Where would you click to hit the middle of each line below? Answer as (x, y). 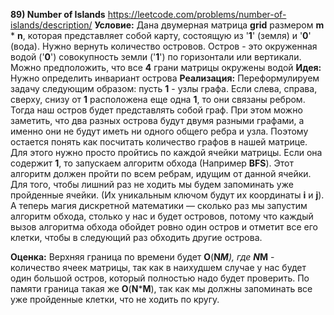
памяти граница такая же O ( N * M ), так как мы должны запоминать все (161, 288)
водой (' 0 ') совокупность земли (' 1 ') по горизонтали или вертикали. (156, 57)
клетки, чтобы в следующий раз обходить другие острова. (136, 237)
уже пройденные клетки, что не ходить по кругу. (115, 299)
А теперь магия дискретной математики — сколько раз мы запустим (159, 205)
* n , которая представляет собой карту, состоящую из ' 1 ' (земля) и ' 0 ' (161, 35)
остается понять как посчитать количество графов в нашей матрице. (159, 142)
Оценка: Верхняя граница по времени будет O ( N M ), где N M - (142, 257)
